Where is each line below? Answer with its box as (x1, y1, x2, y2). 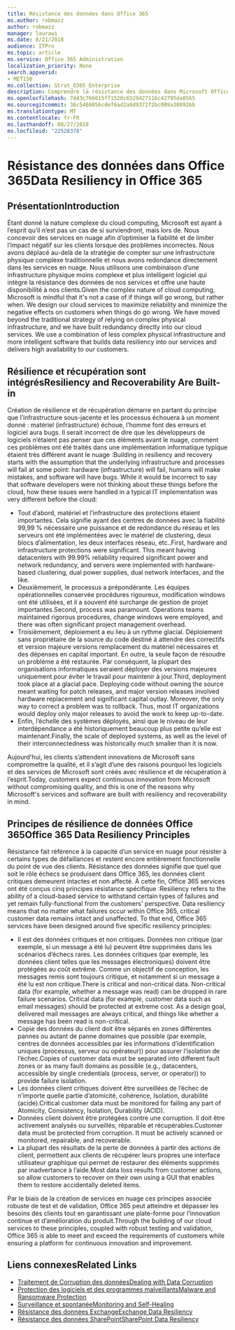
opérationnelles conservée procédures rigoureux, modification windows (17, 591, 226, 599)
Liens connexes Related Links (7, 1259, 138, 1271)
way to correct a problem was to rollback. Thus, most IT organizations (17, 702, 220, 710)
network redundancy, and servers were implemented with (17, 561, 184, 569)
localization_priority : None (7, 62, 92, 69)
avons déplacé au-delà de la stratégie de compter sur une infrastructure (7, 248, 215, 257)
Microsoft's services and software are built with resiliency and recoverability (7, 790, 227, 799)
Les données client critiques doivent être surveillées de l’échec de (17, 1084, 208, 1092)
